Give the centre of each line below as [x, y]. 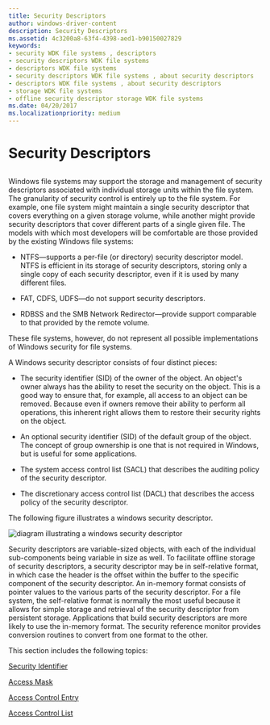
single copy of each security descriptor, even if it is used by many [129, 274]
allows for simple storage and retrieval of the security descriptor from [124, 609]
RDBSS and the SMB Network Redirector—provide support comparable [138, 314]
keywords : [25, 46]
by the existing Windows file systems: [71, 241]
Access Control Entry [44, 697]
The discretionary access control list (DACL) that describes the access [137, 493]
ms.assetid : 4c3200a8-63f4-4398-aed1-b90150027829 [95, 38]
